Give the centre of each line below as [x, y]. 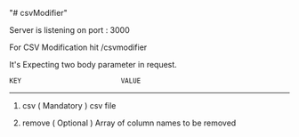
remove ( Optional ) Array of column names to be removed [129, 123]
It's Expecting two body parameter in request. [93, 64]
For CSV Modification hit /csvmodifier [78, 47]
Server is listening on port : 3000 [70, 30]
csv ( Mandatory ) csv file [69, 105]
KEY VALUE [75, 81]
